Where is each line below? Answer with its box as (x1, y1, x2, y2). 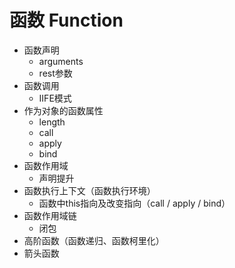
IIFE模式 (38, 92, 72, 104)
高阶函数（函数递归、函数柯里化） (23, 234, 165, 246)
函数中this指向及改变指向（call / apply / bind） (38, 197, 231, 209)
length (38, 116, 66, 128)
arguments (38, 55, 84, 67)
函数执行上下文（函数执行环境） (23, 184, 156, 196)
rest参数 (38, 67, 73, 79)
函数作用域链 (23, 209, 77, 221)
